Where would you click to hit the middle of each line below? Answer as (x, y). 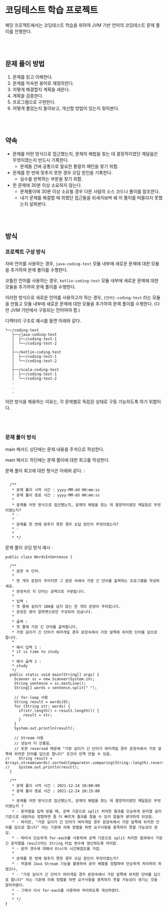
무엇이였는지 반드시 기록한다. (40, 160)
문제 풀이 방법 (25, 64)
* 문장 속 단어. (26, 571)
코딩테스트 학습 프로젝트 (52, 10)
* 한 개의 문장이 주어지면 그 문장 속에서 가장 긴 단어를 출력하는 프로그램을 (79, 581)
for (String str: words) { (42, 706)
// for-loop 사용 (31, 697)
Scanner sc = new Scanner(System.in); (54, 679)
